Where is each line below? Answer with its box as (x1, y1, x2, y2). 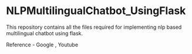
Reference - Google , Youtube (6, 41, 78, 48)
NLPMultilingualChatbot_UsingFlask (6, 4, 186, 18)
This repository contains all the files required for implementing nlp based (6, 23, 182, 31)
